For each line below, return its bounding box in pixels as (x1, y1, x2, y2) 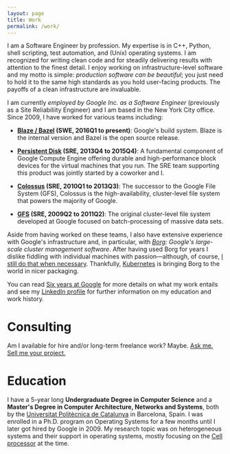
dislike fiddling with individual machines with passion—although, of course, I (7, 252, 223, 261)
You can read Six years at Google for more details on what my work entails (7, 280, 218, 289)
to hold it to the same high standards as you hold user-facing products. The (7, 78, 221, 86)
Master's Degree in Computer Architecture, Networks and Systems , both (7, 403, 220, 411)
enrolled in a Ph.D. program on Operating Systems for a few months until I (7, 418, 216, 426)
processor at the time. (7, 440, 70, 448)
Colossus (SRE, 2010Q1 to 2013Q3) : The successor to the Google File (16, 182, 216, 191)
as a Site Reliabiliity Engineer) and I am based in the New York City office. (7, 106, 215, 114)
